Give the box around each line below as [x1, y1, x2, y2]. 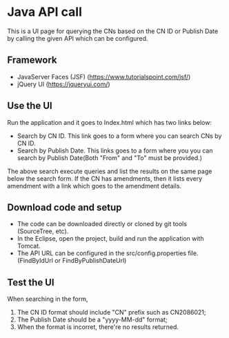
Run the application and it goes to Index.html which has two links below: [7, 118, 212, 126]
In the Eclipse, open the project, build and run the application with [17, 235, 204, 243]
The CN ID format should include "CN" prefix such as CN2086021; [17, 308, 206, 317]
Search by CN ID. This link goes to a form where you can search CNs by [17, 132, 222, 140]
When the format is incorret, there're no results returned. [17, 323, 179, 331]
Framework [7, 54, 57, 66]
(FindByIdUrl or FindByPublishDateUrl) [17, 257, 127, 265]
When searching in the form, [7, 295, 88, 304]
